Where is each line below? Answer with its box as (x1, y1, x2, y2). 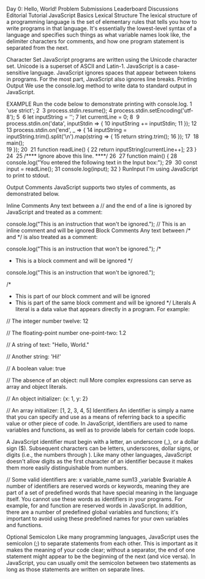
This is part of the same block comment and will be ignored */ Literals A (15, 299, 196, 306)
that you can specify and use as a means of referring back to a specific (6, 413, 187, 421)
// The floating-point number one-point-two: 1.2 (6, 330, 127, 336)
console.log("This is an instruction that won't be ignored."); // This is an (6, 220, 187, 227)
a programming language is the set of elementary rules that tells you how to (6, 18, 197, 25)
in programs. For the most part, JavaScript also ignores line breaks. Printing (6, 76, 197, 83)
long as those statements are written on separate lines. (6, 566, 145, 573)
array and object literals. (6, 383, 68, 390)
